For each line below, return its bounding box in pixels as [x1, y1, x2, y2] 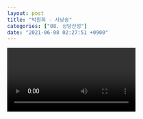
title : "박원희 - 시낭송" [7, 16, 73, 23]
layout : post [7, 10, 44, 17]
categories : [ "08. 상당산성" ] [7, 22, 88, 29]
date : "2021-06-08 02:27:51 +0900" [7, 29, 109, 36]
